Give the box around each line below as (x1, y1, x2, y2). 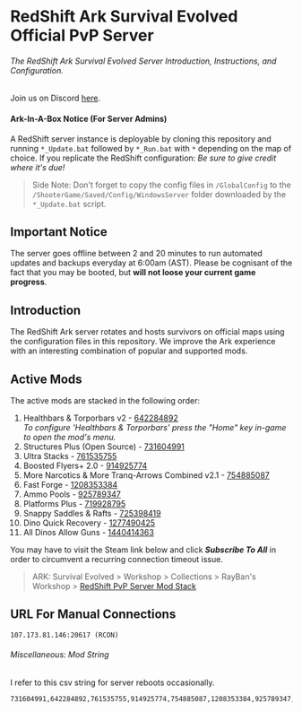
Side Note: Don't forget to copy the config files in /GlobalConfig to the (31, 179, 292, 190)
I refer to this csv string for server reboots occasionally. (10, 677, 215, 688)
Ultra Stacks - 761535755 (22, 451, 117, 462)
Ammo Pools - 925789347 (22, 489, 122, 499)
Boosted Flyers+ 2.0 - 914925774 (22, 460, 148, 472)
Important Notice (10, 224, 108, 239)
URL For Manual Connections (10, 607, 177, 622)
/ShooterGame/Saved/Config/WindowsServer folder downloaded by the (31, 188, 287, 199)
